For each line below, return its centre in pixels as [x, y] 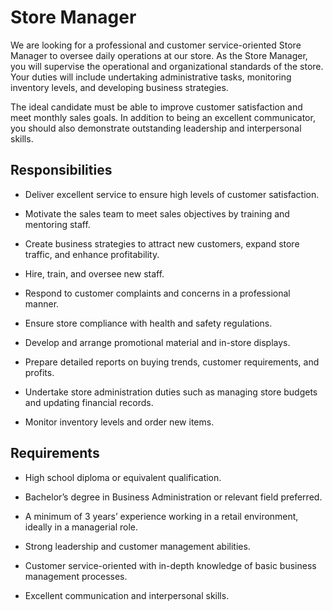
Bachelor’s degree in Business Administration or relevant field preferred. [173, 497]
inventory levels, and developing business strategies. [119, 87]
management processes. [76, 576]
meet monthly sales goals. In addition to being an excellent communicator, [163, 117]
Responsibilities [61, 170]
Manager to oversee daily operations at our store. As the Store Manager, [159, 55]
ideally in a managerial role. [81, 527]
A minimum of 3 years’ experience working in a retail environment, [161, 516]
